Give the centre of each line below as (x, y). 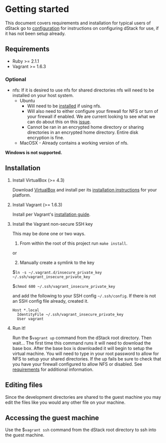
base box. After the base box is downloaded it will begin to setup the (82, 348)
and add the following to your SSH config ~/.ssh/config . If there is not (84, 296)
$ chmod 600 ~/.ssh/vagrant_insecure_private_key (64, 286)
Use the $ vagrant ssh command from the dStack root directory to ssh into (81, 430)
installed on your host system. (43, 95)
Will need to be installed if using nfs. (64, 106)
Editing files (24, 385)
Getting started (37, 9)
